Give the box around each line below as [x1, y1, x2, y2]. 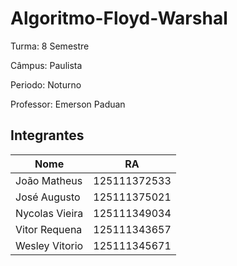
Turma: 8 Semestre [10, 40, 90, 52]
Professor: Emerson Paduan [10, 98, 126, 110]
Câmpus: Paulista [10, 59, 83, 71]
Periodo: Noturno [10, 78, 82, 91]
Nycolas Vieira [15, 206, 84, 220]
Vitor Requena [15, 222, 83, 236]
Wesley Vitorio [15, 238, 84, 252]
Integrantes [10, 127, 85, 144]
